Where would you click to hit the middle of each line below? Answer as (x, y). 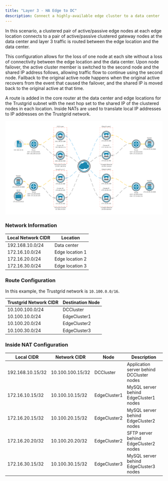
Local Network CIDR (29, 238)
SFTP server (139, 433)
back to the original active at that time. (45, 88)
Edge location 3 (70, 266)
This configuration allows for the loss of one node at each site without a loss (84, 56)
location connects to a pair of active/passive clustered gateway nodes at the (84, 36)
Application (138, 364)
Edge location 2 (70, 259)
